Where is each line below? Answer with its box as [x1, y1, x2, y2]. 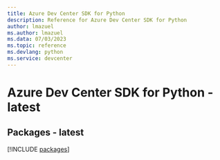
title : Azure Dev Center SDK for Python [7, 10, 126, 17]
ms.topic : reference [7, 42, 67, 49]
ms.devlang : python [7, 49, 64, 56]
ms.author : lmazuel [7, 29, 64, 37]
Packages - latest [7, 127, 84, 139]
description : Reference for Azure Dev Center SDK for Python [7, 17, 187, 23]
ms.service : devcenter [7, 55, 73, 62]
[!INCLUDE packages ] [7, 145, 70, 153]
